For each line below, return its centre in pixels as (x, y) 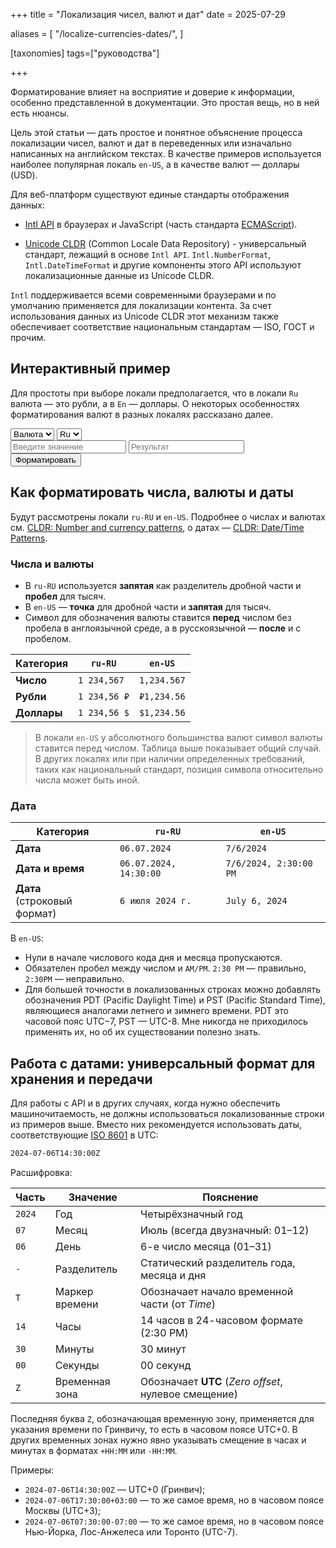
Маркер (74, 1291)
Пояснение (230, 1197)
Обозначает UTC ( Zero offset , (211, 1381)
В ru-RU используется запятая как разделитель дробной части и (163, 585)
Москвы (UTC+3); (63, 1510)
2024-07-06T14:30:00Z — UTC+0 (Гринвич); (115, 1489)
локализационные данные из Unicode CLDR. (119, 275)
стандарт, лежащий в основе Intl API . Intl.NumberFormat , (148, 254)
